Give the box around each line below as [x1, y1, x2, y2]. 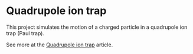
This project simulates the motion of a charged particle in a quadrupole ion [6, 23, 188, 31]
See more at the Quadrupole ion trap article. [6, 41, 113, 48]
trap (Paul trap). [6, 29, 45, 36]
